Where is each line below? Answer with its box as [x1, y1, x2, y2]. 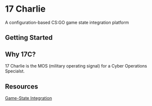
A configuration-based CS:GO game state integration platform [5, 19, 129, 25]
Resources [5, 82, 38, 90]
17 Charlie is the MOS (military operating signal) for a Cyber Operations [5, 63, 147, 69]
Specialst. [5, 68, 25, 74]
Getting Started [5, 34, 53, 42]
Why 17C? [5, 50, 36, 58]
